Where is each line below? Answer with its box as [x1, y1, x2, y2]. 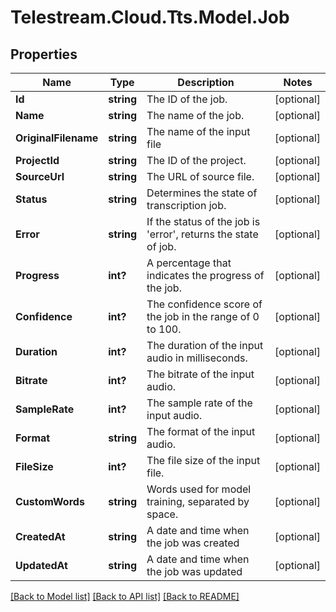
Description [177, 76, 235, 89]
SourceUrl [15, 170, 65, 183]
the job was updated [146, 565, 243, 578]
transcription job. [146, 199, 227, 212]
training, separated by [146, 495, 250, 508]
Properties [10, 46, 78, 63]
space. [146, 507, 179, 521]
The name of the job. [146, 109, 245, 122]
